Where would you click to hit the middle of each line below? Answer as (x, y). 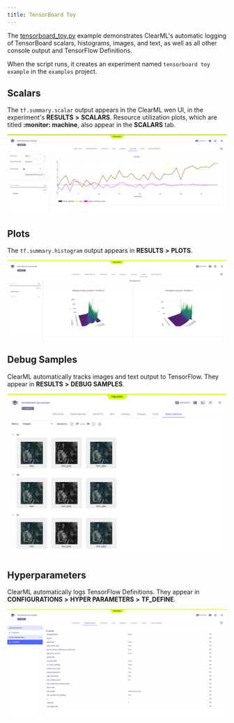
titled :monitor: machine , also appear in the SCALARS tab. (92, 125)
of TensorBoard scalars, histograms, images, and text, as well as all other (112, 43)
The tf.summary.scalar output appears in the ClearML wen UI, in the (106, 110)
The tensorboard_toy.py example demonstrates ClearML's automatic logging (117, 36)
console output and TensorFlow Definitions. (70, 50)
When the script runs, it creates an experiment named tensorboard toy (109, 64)
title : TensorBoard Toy (42, 15)
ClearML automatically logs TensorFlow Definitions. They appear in (103, 592)
